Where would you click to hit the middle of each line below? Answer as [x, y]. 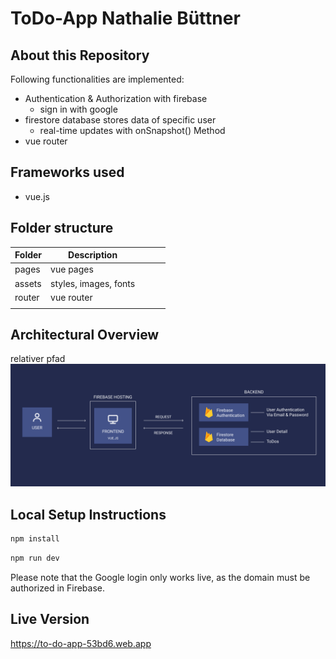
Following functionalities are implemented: [97, 79]
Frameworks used [67, 172]
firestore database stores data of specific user [120, 120]
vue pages [72, 269]
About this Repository [80, 55]
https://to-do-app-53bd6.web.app [81, 643]
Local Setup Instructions [88, 514]
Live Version [50, 619]
